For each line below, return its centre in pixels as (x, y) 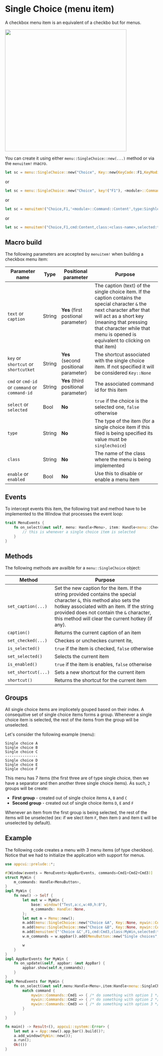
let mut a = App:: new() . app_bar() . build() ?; (59, 1031)
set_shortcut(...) (29, 672)
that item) (106, 346)
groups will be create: (27, 789)
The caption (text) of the (122, 285)
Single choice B (21, 748)
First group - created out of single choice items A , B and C (70, 798)
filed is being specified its (124, 433)
